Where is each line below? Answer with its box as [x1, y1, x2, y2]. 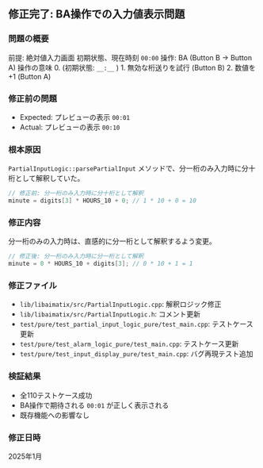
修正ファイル [8, 280, 58, 291]
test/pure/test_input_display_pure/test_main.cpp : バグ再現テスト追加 [19, 349, 253, 359]
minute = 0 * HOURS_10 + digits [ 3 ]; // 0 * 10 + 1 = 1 [8, 260, 193, 268]
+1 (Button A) [8, 71, 51, 81]
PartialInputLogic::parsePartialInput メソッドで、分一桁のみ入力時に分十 [8, 163, 256, 173]
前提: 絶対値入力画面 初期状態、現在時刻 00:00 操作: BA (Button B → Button [8, 52, 253, 62]
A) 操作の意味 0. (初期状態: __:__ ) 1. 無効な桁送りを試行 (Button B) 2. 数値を [8, 63, 256, 72]
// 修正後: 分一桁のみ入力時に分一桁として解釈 [8, 252, 144, 260]
